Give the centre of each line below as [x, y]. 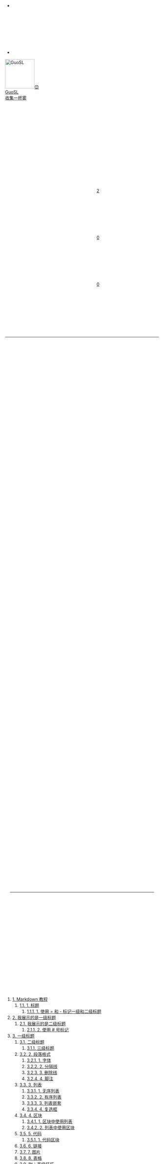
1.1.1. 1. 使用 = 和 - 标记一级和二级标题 [64, 1011]
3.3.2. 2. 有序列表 [44, 1097]
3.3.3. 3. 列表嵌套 [44, 1103]
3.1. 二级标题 [32, 1042]
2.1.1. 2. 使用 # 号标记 [48, 1030]
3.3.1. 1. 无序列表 [43, 1091]
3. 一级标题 [23, 1036]
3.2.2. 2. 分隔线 [42, 1066]
